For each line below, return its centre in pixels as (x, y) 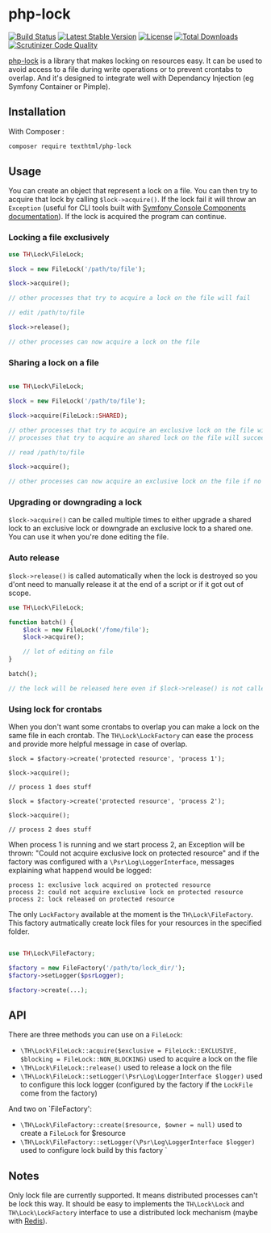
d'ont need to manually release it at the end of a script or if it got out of (126, 584)
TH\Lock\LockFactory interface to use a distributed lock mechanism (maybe (133, 1213)
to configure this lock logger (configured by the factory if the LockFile (136, 1085)
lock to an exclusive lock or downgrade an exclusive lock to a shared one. (131, 528)
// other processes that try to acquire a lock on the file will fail (129, 298)
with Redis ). (28, 1221)
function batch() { (41, 622)
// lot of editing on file (68, 652)
